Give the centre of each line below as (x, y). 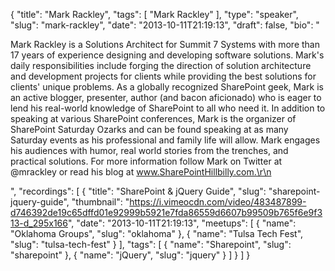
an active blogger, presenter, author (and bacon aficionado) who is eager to (166, 97)
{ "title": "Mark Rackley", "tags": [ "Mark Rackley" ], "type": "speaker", (154, 14)
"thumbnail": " (100, 202)
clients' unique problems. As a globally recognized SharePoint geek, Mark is (167, 87)
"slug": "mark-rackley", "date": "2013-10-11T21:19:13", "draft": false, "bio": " (165, 25)
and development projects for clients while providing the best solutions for (163, 76)
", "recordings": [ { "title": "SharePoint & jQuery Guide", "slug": (138, 191)
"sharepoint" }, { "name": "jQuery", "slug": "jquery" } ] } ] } (130, 255)
